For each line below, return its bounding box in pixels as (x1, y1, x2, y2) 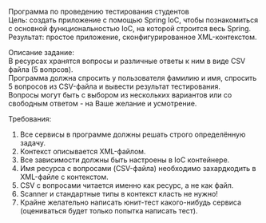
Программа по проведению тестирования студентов (8, 7, 190, 16)
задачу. (19, 138, 46, 147)
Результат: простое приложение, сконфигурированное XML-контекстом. (8, 32, 257, 42)
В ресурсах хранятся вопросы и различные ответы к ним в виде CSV (8, 56, 246, 66)
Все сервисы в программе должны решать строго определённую (19, 129, 246, 139)
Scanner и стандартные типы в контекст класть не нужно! (19, 189, 218, 198)
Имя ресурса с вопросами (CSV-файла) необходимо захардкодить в (19, 164, 256, 173)
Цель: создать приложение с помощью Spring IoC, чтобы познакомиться (8, 15, 258, 25)
